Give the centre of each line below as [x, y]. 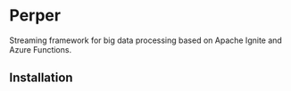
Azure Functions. [41, 49]
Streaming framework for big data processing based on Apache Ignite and [146, 40]
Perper [35, 16]
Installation [41, 78]
